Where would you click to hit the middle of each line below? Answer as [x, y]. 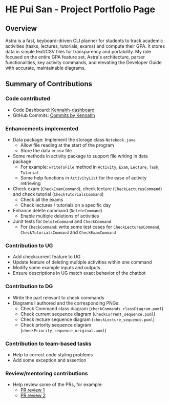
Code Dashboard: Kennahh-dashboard [54, 110]
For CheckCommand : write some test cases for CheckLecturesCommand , [90, 227]
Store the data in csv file [46, 150]
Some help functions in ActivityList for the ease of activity [83, 177]
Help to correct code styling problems [53, 354]
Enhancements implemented [42, 128]
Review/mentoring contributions [47, 373]
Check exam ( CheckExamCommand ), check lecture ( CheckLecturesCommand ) [87, 189]
